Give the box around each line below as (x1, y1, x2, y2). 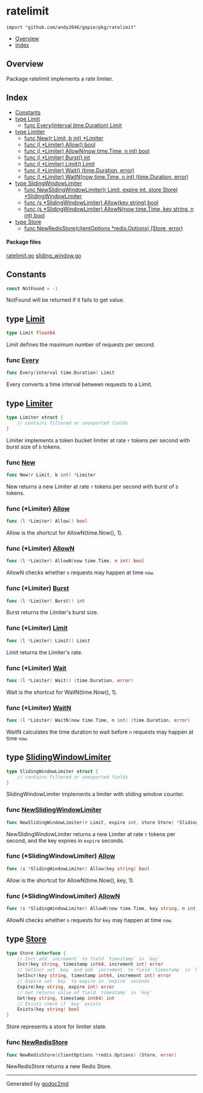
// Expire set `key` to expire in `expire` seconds (17, 978, 150, 985)
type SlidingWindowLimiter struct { (6, 768, 98, 774)
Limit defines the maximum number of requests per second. (6, 341, 155, 348)
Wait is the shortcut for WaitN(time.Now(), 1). (6, 688, 118, 696)
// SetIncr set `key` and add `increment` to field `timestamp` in (17, 967, 190, 973)
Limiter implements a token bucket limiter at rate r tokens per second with (6, 436, 190, 444)
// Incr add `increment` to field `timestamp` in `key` (17, 955, 161, 962)
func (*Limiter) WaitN (6, 703, 71, 712)
